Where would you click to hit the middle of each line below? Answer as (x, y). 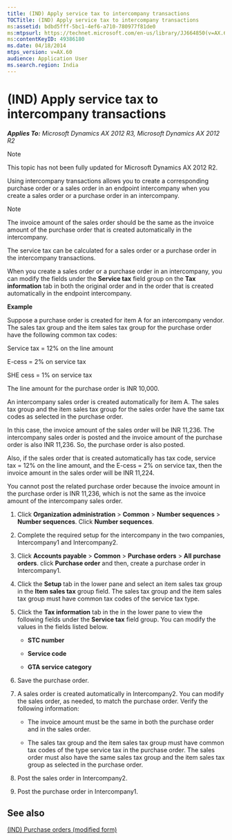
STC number (46, 640)
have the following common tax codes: (62, 335)
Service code (47, 653)
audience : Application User (48, 59)
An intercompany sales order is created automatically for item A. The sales (113, 401)
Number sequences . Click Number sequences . (85, 521)
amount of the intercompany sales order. (65, 501)
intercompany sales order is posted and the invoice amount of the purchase (115, 437)
